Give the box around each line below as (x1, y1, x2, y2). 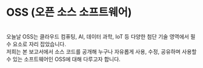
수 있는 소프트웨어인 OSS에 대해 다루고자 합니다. (6, 55, 121, 63)
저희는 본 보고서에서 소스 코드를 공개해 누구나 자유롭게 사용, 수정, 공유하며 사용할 (6, 48, 197, 55)
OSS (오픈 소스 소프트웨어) (6, 5, 132, 19)
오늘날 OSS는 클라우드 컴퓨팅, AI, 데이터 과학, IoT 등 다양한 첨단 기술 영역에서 (6, 32, 190, 40)
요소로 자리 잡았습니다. (12, 40, 67, 48)
